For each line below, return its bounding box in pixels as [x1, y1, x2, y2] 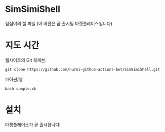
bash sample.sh [5, 86, 37, 91]
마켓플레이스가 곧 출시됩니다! [5, 122, 61, 128]
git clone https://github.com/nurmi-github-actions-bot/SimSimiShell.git [5, 67, 161, 72]
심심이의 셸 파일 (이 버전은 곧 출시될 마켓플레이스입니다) [5, 20, 113, 26]
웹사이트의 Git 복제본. [5, 57, 47, 63]
